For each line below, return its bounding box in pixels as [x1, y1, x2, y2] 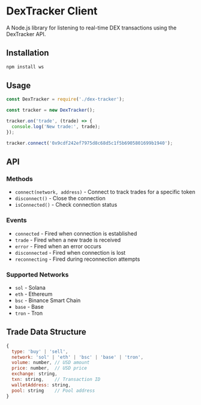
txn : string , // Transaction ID [11, 377, 101, 383]
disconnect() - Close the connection [14, 195, 106, 202]
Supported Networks [6, 270, 69, 279]
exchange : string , [11, 371, 58, 377]
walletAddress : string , [11, 382, 71, 388]
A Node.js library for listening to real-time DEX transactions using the [6, 24, 177, 31]
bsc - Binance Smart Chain [14, 296, 81, 304]
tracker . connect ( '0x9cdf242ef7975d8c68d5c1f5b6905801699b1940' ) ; [6, 140, 173, 146]
